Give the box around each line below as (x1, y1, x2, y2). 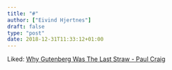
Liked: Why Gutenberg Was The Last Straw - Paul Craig (7, 55, 166, 63)
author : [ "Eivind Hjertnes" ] (7, 17, 92, 24)
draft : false (7, 23, 45, 30)
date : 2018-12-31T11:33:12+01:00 (7, 36, 104, 43)
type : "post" (7, 29, 45, 37)
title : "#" (7, 10, 39, 17)
